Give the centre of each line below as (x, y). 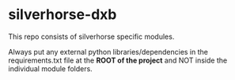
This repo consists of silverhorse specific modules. (91, 36)
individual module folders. (50, 68)
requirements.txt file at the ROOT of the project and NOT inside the (118, 60)
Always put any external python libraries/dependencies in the (108, 51)
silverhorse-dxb (63, 15)
